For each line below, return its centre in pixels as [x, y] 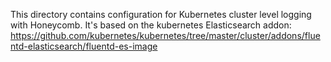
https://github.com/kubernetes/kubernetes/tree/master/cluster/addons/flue [165, 35]
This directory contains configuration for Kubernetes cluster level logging [161, 14]
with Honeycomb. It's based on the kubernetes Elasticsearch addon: [151, 25]
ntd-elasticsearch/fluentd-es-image [84, 46]
